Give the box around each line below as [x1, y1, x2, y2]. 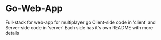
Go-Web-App [5, 3, 63, 14]
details [5, 30, 19, 36]
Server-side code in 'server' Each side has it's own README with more [5, 24, 153, 30]
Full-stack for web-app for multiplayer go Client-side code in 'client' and [5, 19, 156, 25]
